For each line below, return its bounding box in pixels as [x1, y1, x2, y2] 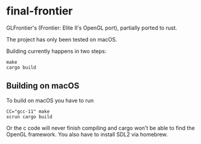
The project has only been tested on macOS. [6, 36, 118, 43]
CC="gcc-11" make [6, 108, 50, 114]
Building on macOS [6, 81, 80, 91]
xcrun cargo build [6, 113, 53, 120]
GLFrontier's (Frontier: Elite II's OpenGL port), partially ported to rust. [6, 24, 177, 31]
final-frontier [6, 4, 73, 18]
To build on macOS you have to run [6, 96, 94, 104]
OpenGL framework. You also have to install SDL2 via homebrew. [6, 131, 168, 138]
